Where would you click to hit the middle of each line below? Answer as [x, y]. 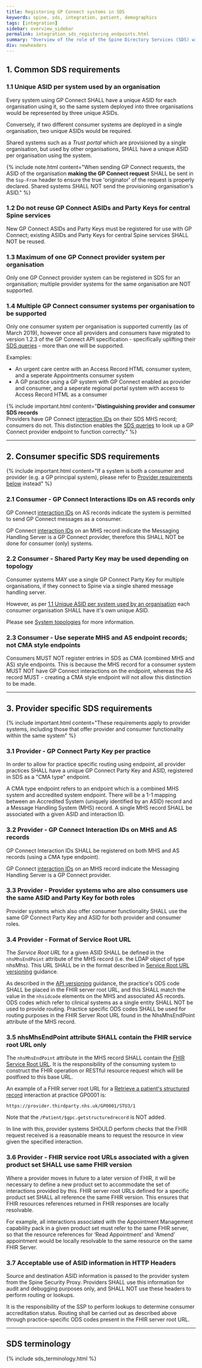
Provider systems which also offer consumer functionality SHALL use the [97, 911]
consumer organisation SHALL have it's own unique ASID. [78, 610]
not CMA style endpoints [44, 645]
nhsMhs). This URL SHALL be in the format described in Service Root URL [98, 966]
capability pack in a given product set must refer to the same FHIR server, [97, 1228]
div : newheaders [26, 46]
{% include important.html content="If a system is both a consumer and [95, 471]
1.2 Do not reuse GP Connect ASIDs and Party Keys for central [98, 208]
